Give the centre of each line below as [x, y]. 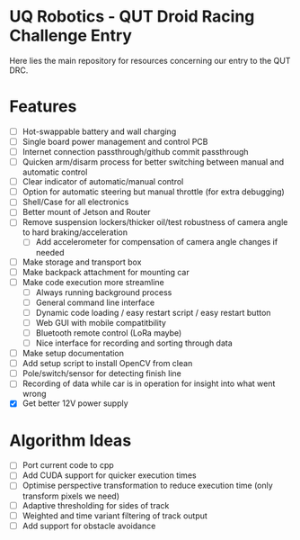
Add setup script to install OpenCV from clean [107, 364]
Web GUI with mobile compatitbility [101, 322]
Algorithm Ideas [71, 441]
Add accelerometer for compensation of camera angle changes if [157, 242]
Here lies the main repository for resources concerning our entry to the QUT [150, 60]
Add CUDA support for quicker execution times [109, 475]
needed [50, 252]
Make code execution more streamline [93, 282]
